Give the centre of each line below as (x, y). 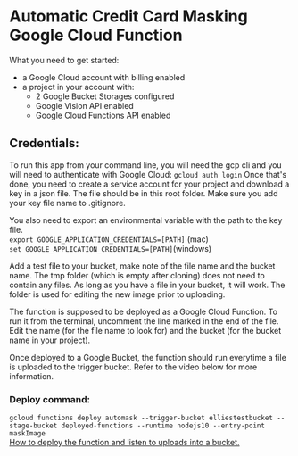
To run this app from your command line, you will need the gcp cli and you (146, 165)
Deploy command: (50, 399)
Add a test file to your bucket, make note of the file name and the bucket (142, 266)
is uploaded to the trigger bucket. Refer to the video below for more (133, 367)
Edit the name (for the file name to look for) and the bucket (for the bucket (145, 330)
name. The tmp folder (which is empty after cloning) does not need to (137, 275)
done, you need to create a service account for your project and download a (149, 184)
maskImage (28, 434)
